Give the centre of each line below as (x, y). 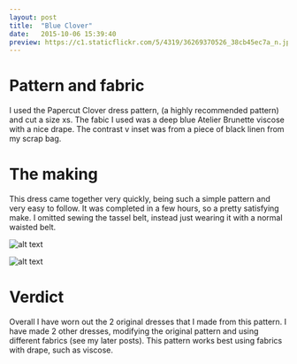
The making (54, 174)
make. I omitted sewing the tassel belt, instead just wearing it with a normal (146, 218)
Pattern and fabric (77, 86)
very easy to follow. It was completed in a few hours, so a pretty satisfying (145, 208)
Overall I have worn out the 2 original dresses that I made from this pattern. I (148, 322)
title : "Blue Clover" (51, 26)
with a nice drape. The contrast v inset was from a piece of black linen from (147, 129)
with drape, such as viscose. (61, 350)
